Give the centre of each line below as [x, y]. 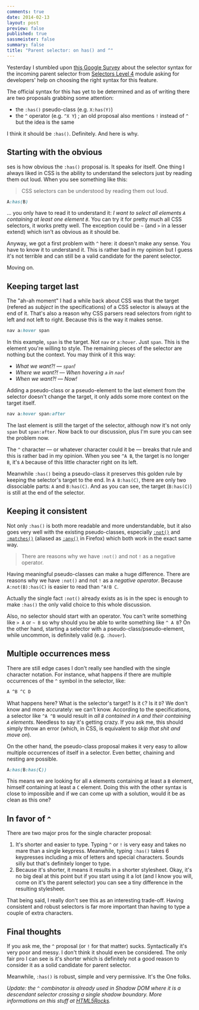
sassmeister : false [31, 39]
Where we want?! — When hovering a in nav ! [70, 373]
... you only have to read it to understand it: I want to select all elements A [96, 213]
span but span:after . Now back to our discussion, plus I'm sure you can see [99, 431]
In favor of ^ [29, 819]
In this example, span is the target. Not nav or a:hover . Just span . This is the [98, 342]
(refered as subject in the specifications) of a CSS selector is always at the [98, 307]
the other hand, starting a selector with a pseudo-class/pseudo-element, [96, 628]
